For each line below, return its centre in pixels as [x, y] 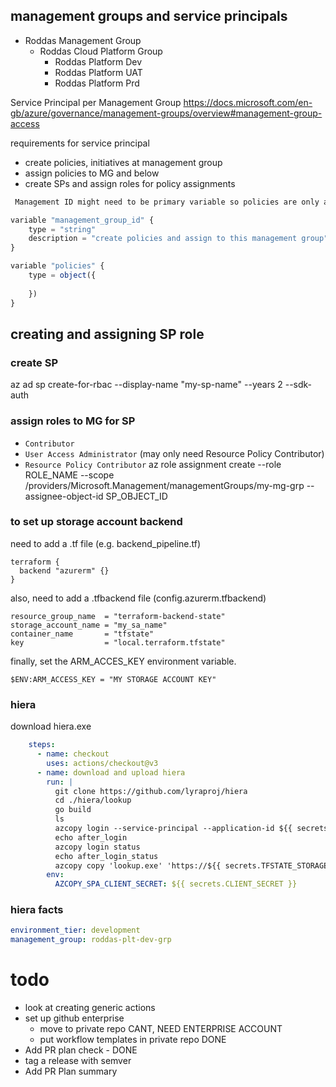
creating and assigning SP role [107, 334]
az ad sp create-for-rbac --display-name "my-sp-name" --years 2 [146, 385]
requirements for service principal [80, 143]
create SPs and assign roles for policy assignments [130, 183]
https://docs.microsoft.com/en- [248, 102]
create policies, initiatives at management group [123, 162]
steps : [42, 745]
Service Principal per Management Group [96, 102]
